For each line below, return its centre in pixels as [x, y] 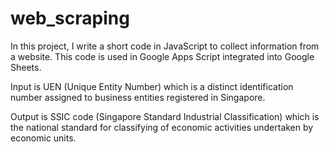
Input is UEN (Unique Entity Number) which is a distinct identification [152, 86]
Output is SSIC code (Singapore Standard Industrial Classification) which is [165, 116]
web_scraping [70, 18]
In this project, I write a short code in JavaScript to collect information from [165, 46]
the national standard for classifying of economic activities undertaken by [162, 127]
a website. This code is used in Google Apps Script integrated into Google [162, 56]
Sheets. [26, 67]
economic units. [43, 138]
